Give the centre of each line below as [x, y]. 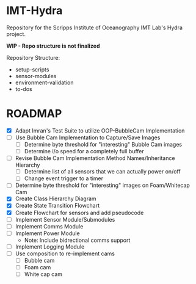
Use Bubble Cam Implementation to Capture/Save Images [88, 137]
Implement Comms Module [49, 226]
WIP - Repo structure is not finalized [53, 46]
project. [16, 34]
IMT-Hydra [34, 11]
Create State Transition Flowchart [57, 206]
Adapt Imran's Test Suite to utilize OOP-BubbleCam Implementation [100, 130]
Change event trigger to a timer [64, 178]
